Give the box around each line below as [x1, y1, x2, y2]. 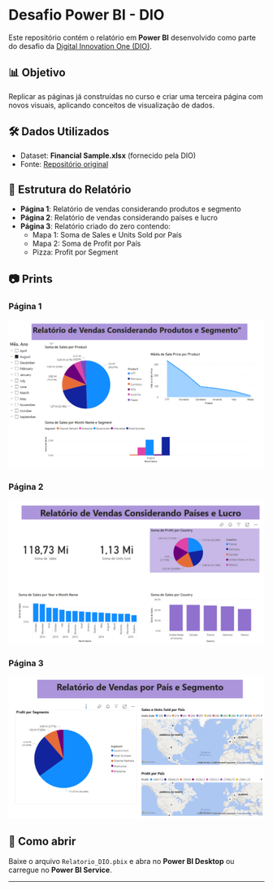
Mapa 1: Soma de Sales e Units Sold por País [32, 230, 183, 240]
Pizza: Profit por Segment [32, 247, 119, 257]
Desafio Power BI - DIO [8, 6, 165, 24]
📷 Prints [8, 272, 53, 286]
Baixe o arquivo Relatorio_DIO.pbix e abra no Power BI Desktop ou [8, 856, 235, 866]
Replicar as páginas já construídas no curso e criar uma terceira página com [8, 91, 263, 101]
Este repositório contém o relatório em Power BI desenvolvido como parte [8, 33, 257, 42]
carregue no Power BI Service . [8, 865, 112, 875]
